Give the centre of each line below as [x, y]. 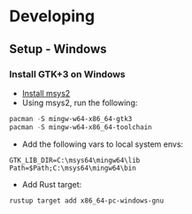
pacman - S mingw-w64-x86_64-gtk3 [71, 118]
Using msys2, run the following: [80, 103]
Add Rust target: [52, 184]
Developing [52, 16]
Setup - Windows [58, 49]
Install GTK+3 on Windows [67, 74]
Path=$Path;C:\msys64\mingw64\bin [73, 168]
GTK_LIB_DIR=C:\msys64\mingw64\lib [75, 160]
